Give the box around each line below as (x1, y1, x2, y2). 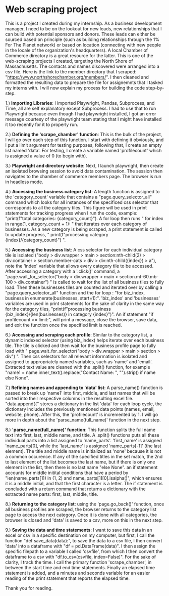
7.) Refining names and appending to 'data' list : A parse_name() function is (5, 385, 163, 391)
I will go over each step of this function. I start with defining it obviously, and (5, 137, 164, 143)
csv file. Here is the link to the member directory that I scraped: (5, 68, 137, 74)
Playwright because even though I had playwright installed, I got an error (5, 110, 156, 117)
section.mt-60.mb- (119, 273, 159, 279)
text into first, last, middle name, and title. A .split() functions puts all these (5, 432, 160, 438)
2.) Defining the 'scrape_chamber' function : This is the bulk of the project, (5, 131, 162, 137)
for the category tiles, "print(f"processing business (5, 306, 111, 312)
